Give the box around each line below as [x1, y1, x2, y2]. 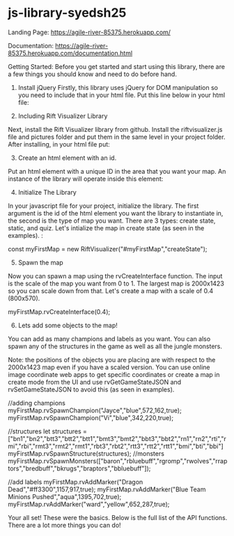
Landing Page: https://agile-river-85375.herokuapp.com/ [8, 28, 171, 36]
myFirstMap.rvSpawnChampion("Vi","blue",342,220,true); [8, 413, 173, 422]
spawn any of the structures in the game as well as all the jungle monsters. [8, 342, 222, 350]
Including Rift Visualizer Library [17, 112, 108, 120]
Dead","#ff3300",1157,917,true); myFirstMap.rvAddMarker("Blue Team [8, 485, 206, 493]
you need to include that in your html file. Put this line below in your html [17, 91, 226, 99]
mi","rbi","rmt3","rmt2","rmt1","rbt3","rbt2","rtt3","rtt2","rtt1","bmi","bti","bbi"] [8, 442, 224, 450]
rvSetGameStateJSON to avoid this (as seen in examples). [8, 385, 175, 394]
